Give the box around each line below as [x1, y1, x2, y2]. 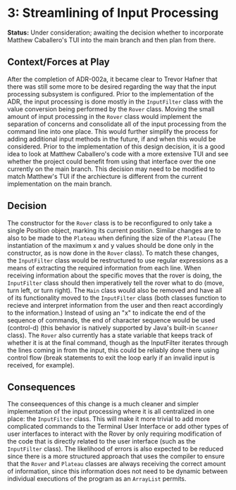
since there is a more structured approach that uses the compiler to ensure [7, 452, 225, 460]
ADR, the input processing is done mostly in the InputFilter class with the [7, 97, 223, 106]
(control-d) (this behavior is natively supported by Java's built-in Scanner [7, 323, 218, 332]
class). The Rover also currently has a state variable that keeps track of [7, 331, 213, 339]
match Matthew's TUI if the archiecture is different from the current [7, 172, 203, 180]
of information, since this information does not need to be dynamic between [7, 467, 228, 476]
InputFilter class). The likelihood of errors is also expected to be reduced [7, 445, 224, 453]
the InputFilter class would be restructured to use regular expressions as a [7, 256, 228, 265]
